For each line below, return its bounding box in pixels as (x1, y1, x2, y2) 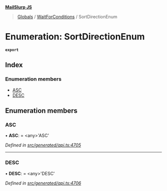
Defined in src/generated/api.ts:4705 (5, 142, 81, 148)
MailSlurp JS (5, 4, 32, 10)
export (5, 47, 19, 52)
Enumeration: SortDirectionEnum (5, 31, 145, 43)
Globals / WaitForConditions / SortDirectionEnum (17, 14, 118, 19)
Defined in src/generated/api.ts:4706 (5, 180, 82, 186)
